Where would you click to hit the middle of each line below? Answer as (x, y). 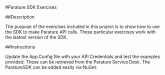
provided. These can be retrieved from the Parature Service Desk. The (78, 62)
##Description (20, 17)
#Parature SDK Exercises (31, 7)
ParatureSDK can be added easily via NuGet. (51, 67)
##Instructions (20, 47)
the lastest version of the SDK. (36, 37)
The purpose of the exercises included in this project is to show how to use (82, 26)
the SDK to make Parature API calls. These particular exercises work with (80, 32)
